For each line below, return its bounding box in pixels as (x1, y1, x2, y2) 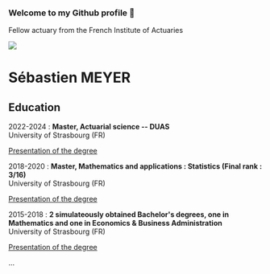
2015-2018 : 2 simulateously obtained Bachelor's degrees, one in (8, 210, 230, 219)
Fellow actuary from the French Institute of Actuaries (8, 26, 184, 35)
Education (8, 100, 61, 114)
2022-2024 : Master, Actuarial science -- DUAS (8, 122, 170, 132)
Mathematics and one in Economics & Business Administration (8, 219, 223, 228)
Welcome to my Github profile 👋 (8, 7, 135, 18)
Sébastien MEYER (8, 68, 131, 87)
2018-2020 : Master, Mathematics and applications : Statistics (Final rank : (8, 162, 263, 171)
